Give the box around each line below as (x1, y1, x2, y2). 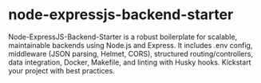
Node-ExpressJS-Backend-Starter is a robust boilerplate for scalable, (8, 32, 238, 41)
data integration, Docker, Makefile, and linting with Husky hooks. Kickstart (8, 57, 251, 67)
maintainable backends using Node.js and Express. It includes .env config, (8, 40, 253, 49)
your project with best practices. (8, 65, 116, 75)
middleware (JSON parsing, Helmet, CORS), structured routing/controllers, (8, 49, 254, 58)
